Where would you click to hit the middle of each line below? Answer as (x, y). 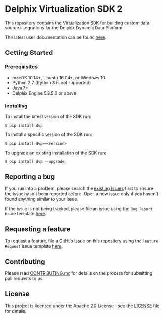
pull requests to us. (24, 279)
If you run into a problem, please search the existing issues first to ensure (79, 188)
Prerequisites (21, 67)
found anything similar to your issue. (42, 199)
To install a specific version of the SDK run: (48, 134)
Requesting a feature (38, 229)
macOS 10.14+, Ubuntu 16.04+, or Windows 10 (59, 78)
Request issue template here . (34, 246)
